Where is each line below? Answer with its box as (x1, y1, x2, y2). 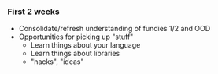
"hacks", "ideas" (30, 57, 84, 66)
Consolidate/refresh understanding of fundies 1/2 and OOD (18, 24, 211, 33)
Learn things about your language (30, 41, 141, 50)
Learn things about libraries (30, 49, 120, 58)
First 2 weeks (7, 6, 60, 17)
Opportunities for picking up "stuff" (18, 32, 134, 41)
